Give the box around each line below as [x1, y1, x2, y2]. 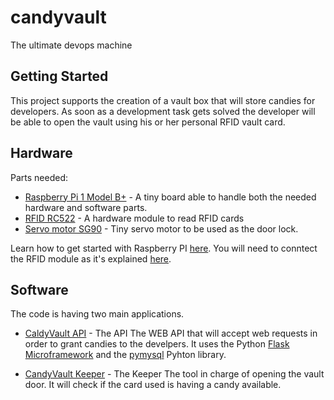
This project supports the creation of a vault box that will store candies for [10, 94, 316, 106]
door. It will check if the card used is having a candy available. [24, 379, 282, 391]
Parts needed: [10, 171, 68, 183]
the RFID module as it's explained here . [10, 252, 172, 265]
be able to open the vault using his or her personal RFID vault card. [10, 116, 286, 128]
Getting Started [10, 68, 109, 85]
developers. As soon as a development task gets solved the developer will [10, 105, 316, 117]
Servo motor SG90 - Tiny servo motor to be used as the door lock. [24, 222, 299, 235]
